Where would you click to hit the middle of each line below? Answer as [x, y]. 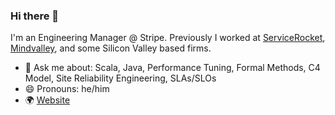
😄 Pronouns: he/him [67, 89]
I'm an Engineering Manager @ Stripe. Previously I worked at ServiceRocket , [168, 38]
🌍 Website [47, 100]
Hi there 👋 [35, 16]
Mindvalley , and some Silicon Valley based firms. [111, 48]
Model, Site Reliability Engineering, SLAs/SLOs [120, 78]
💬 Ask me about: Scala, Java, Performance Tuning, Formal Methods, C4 [172, 68]
